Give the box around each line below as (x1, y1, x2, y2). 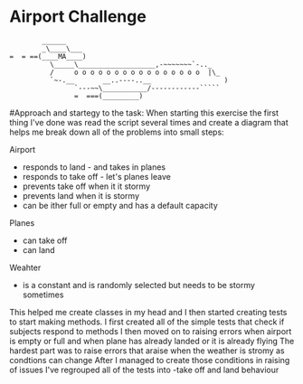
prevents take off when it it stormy (22, 181, 151, 192)
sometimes (22, 289, 64, 300)
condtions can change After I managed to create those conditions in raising (9, 354, 290, 365)
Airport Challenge (9, 6, 147, 27)
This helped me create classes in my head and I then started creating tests (9, 306, 288, 317)
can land (22, 244, 56, 255)
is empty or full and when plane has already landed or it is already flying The (9, 335, 295, 346)
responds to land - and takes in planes (22, 161, 166, 173)
